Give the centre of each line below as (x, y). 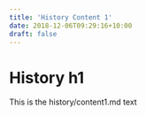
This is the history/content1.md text (73, 102)
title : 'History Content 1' (61, 17)
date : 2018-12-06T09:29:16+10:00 (71, 26)
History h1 (47, 77)
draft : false (33, 34)
